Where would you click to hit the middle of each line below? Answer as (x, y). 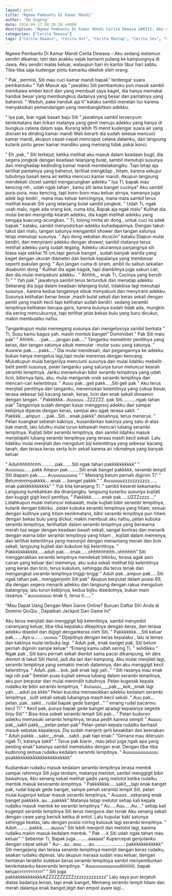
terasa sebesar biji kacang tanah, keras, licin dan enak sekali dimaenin (79, 394)
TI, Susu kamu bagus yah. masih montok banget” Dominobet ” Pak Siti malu (85, 334)
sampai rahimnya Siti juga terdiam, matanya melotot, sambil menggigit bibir (84, 773)
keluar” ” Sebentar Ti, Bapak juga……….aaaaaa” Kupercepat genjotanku (81, 838)
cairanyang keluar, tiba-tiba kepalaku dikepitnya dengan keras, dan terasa (83, 626)
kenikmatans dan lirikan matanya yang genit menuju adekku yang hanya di (84, 122)
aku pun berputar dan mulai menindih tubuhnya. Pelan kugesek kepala (80, 681)
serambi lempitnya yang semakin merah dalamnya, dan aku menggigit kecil (84, 664)
